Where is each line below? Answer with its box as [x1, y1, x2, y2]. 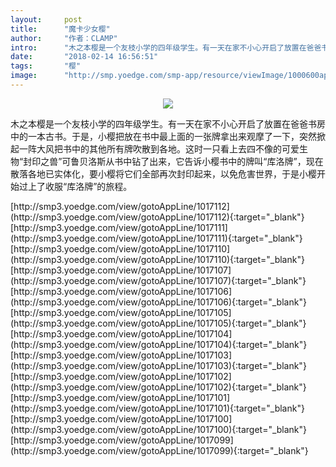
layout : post [10, 14, 83, 25]
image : [10, 71, 38, 81]
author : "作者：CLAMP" [10, 33, 118, 43]
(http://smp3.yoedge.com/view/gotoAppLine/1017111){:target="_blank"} [10, 232, 303, 244]
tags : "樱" [10, 61, 82, 71]
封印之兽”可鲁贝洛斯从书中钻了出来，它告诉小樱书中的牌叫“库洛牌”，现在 [23, 155, 324, 167]
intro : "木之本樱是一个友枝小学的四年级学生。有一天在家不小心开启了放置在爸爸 [10, 42, 322, 53]
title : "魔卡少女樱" [10, 24, 111, 34]
